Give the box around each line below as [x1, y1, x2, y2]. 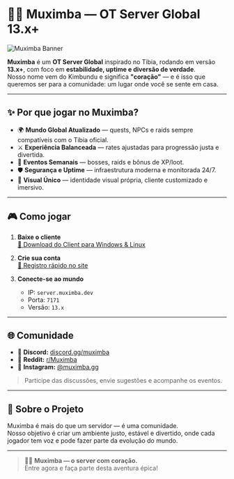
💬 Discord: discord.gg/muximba [17, 348, 110, 356]
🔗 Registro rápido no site [17, 261, 88, 269]
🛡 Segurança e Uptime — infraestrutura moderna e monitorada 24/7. [17, 165, 217, 174]
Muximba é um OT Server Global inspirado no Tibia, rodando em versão [7, 57, 216, 66]
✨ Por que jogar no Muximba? [7, 107, 139, 119]
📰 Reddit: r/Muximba [17, 356, 78, 364]
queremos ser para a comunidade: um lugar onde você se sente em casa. [7, 79, 219, 88]
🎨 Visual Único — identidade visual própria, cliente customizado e [17, 176, 208, 184]
